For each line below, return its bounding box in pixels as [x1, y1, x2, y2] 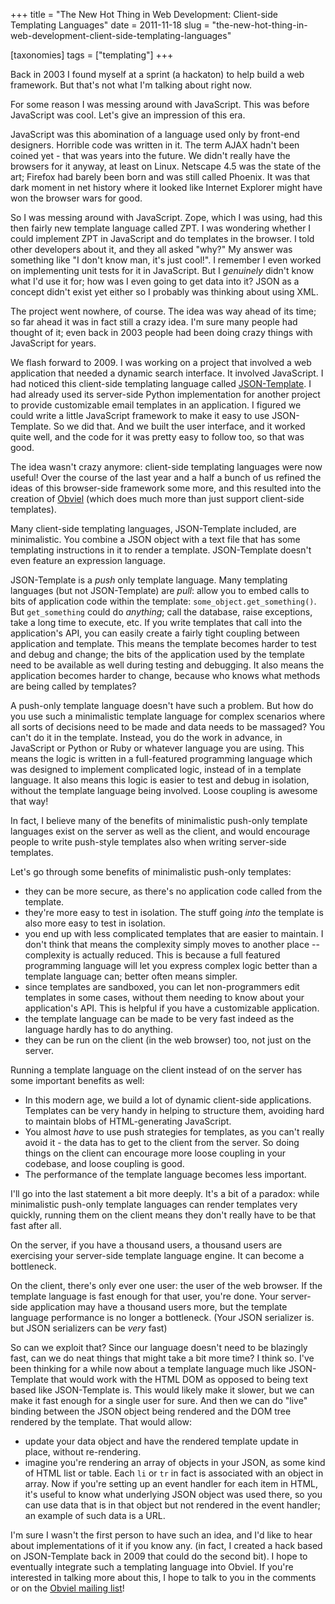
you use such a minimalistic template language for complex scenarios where [10, 710, 326, 722]
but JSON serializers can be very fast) [10, 1322, 168, 1334]
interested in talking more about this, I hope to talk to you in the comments [10, 1572, 317, 1583]
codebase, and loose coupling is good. [24, 1158, 185, 1169]
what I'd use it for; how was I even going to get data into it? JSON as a [10, 275, 300, 287]
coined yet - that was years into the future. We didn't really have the [10, 150, 291, 161]
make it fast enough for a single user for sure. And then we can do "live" [10, 1395, 308, 1406]
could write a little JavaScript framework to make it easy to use [10, 410, 270, 421]
